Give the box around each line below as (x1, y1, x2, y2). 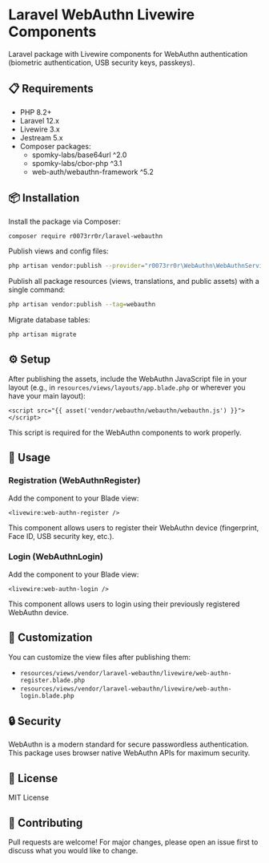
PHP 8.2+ (19, 107, 52, 117)
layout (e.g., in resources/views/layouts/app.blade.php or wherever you (8, 383, 246, 392)
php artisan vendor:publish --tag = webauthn (8, 301, 156, 309)
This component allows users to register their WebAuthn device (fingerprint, (8, 523, 259, 533)
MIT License (8, 792, 50, 803)
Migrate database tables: (8, 315, 90, 325)
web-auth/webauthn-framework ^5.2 (31, 167, 155, 176)
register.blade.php (19, 676, 86, 684)
